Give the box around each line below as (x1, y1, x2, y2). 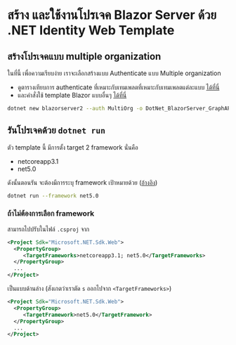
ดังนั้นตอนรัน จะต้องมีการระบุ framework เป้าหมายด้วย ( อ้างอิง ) (7, 178, 158, 186)
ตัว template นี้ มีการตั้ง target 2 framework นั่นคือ (7, 143, 138, 151)
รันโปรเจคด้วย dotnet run (7, 124, 105, 136)
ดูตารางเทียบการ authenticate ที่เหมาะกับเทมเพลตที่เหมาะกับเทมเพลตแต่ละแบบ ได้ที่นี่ (17, 83, 220, 91)
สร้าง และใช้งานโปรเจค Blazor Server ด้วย (7, 7, 217, 23)
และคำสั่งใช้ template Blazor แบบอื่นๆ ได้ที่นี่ (17, 91, 127, 99)
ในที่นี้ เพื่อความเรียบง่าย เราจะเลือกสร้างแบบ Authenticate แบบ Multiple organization (7, 69, 221, 77)
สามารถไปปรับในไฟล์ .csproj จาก (7, 225, 90, 233)
